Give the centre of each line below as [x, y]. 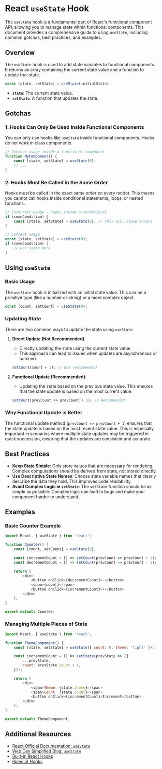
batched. [28, 358]
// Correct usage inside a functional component [55, 152]
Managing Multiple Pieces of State [46, 624]
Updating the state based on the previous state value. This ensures [86, 386]
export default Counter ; [30, 612]
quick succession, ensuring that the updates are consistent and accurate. [78, 438]
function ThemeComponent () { [34, 643]
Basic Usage [20, 281]
